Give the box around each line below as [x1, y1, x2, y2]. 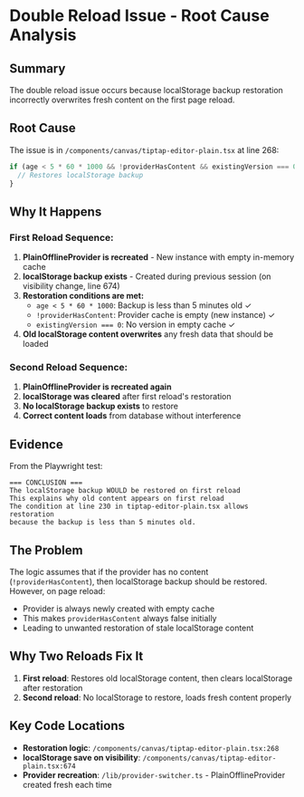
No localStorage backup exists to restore [22, 400, 179, 412]
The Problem [9, 543, 83, 558]
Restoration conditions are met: [22, 291, 145, 302]
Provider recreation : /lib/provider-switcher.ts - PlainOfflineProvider [22, 769, 286, 780]
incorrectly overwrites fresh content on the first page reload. [9, 94, 235, 105]
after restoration [22, 682, 83, 693]
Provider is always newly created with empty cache [22, 603, 215, 614]
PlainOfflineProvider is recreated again [22, 381, 172, 392]
